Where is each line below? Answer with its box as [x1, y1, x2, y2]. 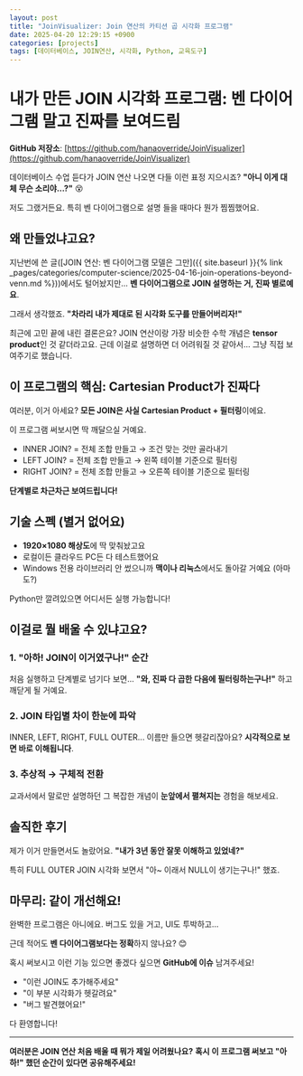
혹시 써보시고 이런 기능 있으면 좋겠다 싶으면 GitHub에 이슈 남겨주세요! [9, 958, 255, 968]
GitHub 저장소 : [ [9, 143, 68, 154]
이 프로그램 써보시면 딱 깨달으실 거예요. [9, 424, 147, 435]
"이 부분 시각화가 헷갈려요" [22, 987, 117, 999]
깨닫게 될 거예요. [9, 684, 68, 696]
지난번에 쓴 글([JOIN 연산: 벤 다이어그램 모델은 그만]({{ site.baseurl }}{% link [9, 257, 283, 268]
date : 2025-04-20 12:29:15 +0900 [9, 30, 135, 39]
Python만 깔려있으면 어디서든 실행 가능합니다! [9, 593, 171, 604]
